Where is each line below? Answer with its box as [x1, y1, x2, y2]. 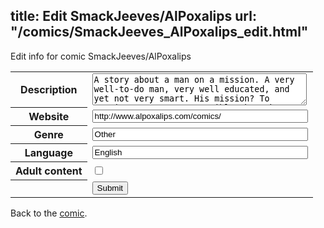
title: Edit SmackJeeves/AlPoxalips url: [10, 8, 257, 25]
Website [28, 110, 70, 124]
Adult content [15, 164, 83, 178]
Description [20, 83, 78, 97]
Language [24, 146, 73, 160]
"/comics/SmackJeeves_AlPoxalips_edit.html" [10, 24, 309, 41]
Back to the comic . [10, 207, 88, 219]
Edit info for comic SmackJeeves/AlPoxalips [10, 50, 192, 62]
